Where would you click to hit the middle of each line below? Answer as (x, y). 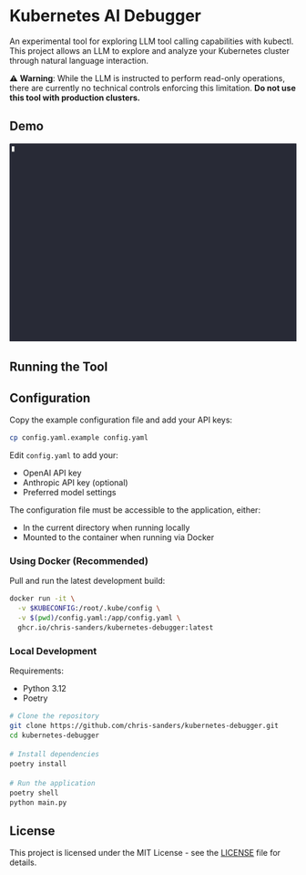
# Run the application (52, 784)
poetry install (38, 764)
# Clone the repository (55, 716)
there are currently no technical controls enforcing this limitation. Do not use (153, 88)
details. (23, 862)
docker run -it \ (42, 599)
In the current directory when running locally (106, 527)
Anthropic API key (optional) (76, 482)
